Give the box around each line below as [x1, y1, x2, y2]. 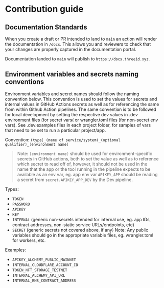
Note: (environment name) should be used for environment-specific [17, 151, 153, 157]
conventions [5, 78, 44, 86]
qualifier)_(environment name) [5, 142, 69, 147]
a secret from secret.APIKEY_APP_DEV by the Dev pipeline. [17, 177, 133, 183]
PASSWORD [12, 202, 30, 207]
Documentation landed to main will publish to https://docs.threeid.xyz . [5, 56, 150, 62]
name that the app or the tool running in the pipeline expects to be [17, 166, 151, 172]
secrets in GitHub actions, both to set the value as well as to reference [17, 156, 159, 161]
